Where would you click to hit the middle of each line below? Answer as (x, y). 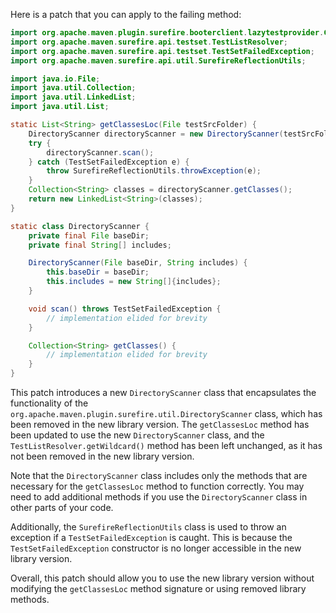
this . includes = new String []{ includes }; (134, 282)
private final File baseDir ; (89, 235)
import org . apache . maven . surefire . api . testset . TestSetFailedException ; (162, 51)
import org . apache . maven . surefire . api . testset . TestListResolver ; (149, 42)
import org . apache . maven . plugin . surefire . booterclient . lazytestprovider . (167, 33)
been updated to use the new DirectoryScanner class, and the (137, 435)
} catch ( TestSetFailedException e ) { (109, 162)
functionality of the (49, 403)
